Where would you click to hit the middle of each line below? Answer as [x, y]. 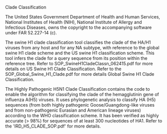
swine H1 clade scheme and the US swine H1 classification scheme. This [80, 53]
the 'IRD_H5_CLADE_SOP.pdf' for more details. [53, 126]
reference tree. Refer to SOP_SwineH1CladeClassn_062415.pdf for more [79, 64]
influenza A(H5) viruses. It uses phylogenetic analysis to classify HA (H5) [80, 100]
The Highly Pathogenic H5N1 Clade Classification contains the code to [77, 89]
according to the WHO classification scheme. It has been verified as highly [82, 116]
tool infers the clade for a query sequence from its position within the [76, 58]
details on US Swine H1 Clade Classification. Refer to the [63, 69]
